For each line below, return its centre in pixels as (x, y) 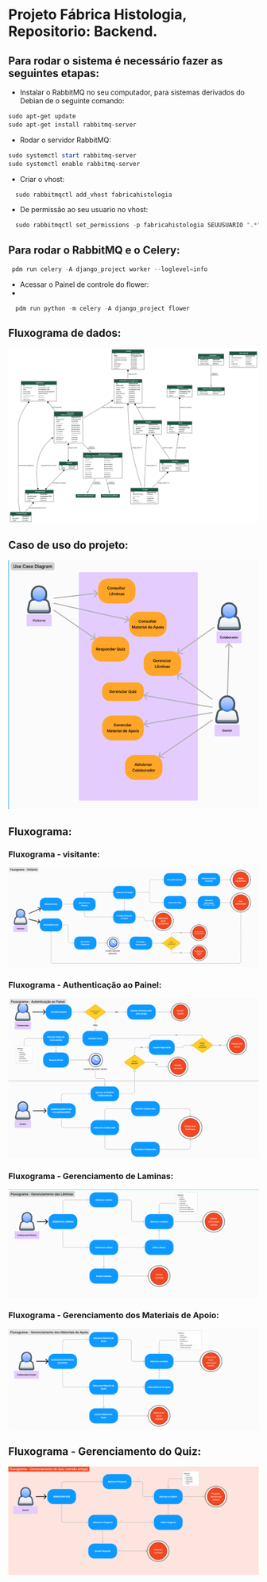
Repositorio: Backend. (83, 31)
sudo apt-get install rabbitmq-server (72, 125)
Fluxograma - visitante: (54, 854)
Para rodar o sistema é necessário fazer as (116, 61)
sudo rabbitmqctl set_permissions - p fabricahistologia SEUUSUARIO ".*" (138, 225)
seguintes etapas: (54, 73)
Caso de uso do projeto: (68, 545)
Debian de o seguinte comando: (72, 101)
